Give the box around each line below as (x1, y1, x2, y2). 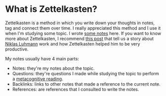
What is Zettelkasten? (5, 3, 98, 15)
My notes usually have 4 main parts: (5, 55, 79, 61)
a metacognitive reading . (12, 76, 63, 82)
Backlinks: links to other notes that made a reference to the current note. (12, 81, 161, 87)
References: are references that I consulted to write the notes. (12, 86, 139, 92)
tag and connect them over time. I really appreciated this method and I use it (5, 25, 161, 31)
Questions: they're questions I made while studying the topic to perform (12, 70, 160, 76)
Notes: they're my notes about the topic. (12, 65, 95, 71)
